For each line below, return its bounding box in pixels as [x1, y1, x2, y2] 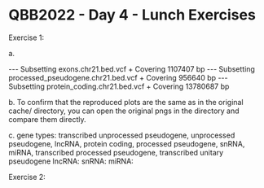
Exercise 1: [8, 33, 45, 42]
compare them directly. [8, 114, 87, 124]
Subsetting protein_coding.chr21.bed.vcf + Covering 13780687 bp [8, 81, 230, 91]
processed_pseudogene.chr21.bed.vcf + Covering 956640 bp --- [8, 72, 228, 82]
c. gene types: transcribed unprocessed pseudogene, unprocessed [8, 130, 235, 140]
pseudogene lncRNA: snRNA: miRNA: [8, 156, 134, 166]
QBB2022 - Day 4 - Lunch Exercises [8, 6, 257, 24]
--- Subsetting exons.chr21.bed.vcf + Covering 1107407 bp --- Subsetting [8, 63, 255, 74]
